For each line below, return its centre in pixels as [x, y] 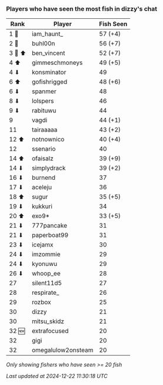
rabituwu [44, 111]
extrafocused [50, 331]
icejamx [42, 245]
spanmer [44, 91]
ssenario [44, 149]
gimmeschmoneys [57, 62]
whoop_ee [46, 274]
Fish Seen [113, 24]
